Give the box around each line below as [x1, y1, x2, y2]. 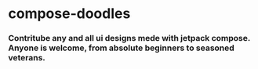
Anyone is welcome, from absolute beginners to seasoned [8, 42, 235, 53]
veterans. [8, 53, 45, 64]
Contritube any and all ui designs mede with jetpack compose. [8, 33, 251, 44]
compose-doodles [8, 5, 131, 23]
